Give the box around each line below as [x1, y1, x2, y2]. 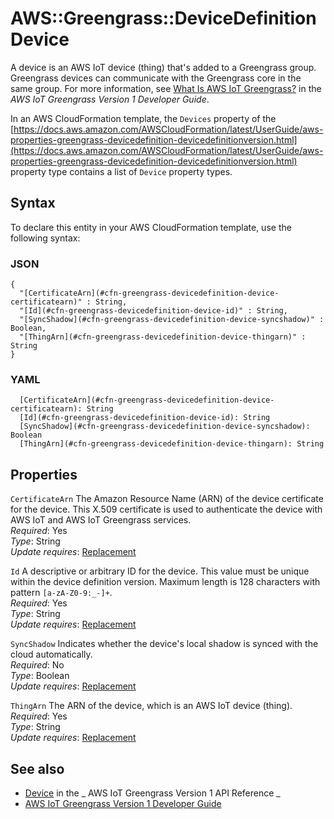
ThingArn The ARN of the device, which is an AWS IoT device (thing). [10, 700, 293, 712]
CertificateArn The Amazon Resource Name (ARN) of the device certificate [10, 493, 324, 505]
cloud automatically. [10, 648, 93, 661]
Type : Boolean [10, 670, 70, 682]
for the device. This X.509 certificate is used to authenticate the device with [10, 503, 323, 516]
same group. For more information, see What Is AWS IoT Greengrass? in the [10, 82, 322, 94]
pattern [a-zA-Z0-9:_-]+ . [10, 587, 113, 599]
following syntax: [10, 232, 81, 244]
